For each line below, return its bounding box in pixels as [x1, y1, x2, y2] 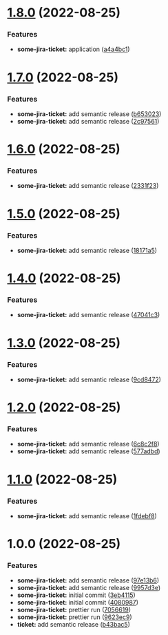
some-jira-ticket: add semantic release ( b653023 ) [17, 109, 162, 118]
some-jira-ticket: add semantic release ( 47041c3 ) [17, 311, 160, 319]
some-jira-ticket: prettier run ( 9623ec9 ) [17, 613, 132, 621]
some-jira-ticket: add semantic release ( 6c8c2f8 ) [17, 440, 160, 448]
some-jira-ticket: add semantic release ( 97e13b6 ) [17, 576, 160, 585]
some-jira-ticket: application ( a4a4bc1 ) [17, 45, 130, 53]
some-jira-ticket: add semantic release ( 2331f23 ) [17, 182, 159, 190]
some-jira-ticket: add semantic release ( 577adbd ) [17, 447, 160, 455]
